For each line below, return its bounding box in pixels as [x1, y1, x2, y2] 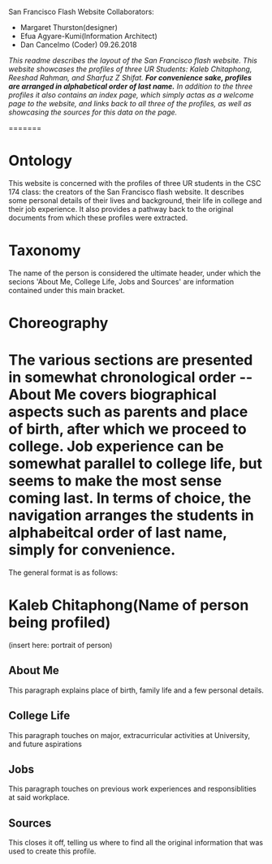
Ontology [8, 152, 73, 170]
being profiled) [8, 613, 111, 632]
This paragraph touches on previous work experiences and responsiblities [8, 784, 257, 794]
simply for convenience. [8, 541, 176, 559]
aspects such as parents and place [8, 403, 248, 421]
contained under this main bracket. [8, 285, 126, 295]
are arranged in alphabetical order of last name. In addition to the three [8, 81, 253, 91]
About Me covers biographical [8, 386, 217, 404]
